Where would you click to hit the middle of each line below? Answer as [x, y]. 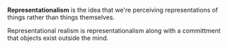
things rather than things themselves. [61, 17]
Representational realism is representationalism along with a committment [114, 31]
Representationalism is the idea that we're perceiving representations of [113, 10]
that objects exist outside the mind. [58, 38]
